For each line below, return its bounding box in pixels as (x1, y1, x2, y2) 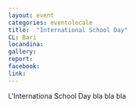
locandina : (8, 41, 44, 49)
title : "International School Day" (8, 26, 128, 34)
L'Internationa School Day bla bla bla (8, 91, 126, 100)
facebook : (8, 63, 41, 70)
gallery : (8, 48, 37, 56)
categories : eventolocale (8, 19, 93, 27)
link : (8, 70, 26, 77)
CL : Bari (8, 33, 37, 41)
